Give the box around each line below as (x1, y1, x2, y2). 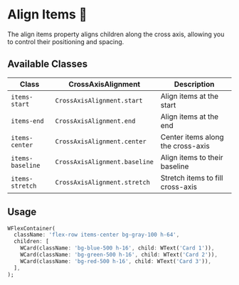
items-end (11, 117, 44, 125)
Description (174, 79, 215, 89)
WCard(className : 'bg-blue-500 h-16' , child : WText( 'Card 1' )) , (20, 244, 215, 252)
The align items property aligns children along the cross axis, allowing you (7, 30, 225, 38)
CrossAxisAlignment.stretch (55, 178, 151, 186)
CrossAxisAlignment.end (55, 117, 136, 125)
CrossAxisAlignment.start (55, 96, 143, 104)
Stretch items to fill (160, 173, 223, 183)
